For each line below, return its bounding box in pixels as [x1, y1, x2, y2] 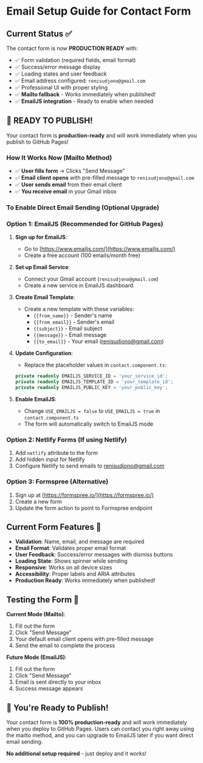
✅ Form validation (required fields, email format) [15, 57, 136, 63]
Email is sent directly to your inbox [15, 678, 101, 686]
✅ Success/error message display [15, 63, 101, 71]
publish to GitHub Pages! [6, 138, 69, 146]
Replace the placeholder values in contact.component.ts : [24, 361, 167, 369]
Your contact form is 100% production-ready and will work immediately [6, 719, 187, 726]
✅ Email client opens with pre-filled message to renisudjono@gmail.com [15, 174, 194, 181]
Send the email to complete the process [15, 642, 115, 649]
